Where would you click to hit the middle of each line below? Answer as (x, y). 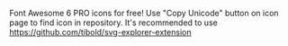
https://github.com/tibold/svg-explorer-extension (100, 32)
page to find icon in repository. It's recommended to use (113, 23)
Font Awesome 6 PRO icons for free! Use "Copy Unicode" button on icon (144, 13)
